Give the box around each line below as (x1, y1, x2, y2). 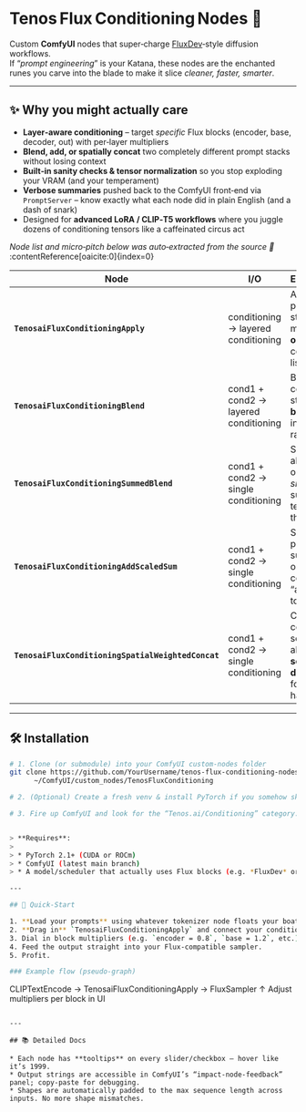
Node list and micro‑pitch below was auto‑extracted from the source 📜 (9, 241, 275, 252)
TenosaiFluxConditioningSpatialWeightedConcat (14, 650, 220, 660)
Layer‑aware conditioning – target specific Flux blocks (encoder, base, (22, 127, 291, 138)
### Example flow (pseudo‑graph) (9, 967, 137, 976)
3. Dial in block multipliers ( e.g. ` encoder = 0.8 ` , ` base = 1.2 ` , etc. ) (9, 933, 300, 942)
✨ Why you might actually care (9, 102, 189, 118)
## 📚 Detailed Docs (9, 1036, 87, 1045)
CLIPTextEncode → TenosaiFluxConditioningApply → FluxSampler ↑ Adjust (9, 983, 292, 994)
